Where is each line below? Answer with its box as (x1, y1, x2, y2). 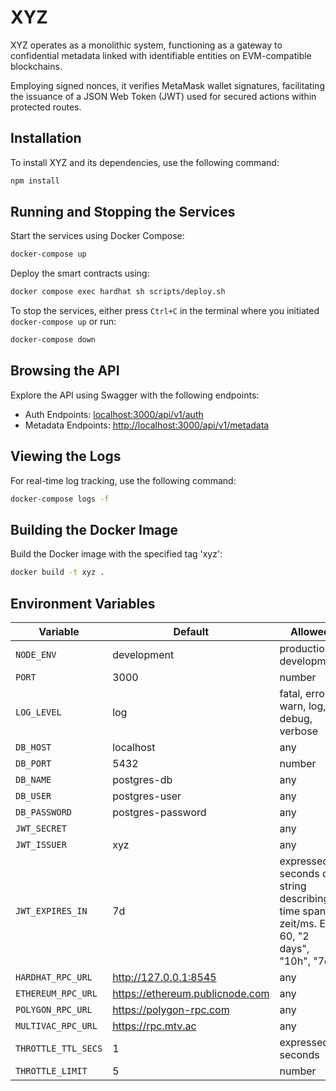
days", (279, 942, 310, 956)
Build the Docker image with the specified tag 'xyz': (10, 548, 223, 560)
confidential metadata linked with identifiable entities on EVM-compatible (10, 49, 312, 61)
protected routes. (10, 101, 82, 113)
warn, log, (279, 699, 327, 713)
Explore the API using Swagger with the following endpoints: (10, 389, 260, 401)
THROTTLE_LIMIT (15, 1066, 88, 1077)
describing (279, 892, 330, 906)
